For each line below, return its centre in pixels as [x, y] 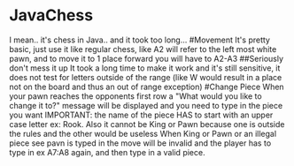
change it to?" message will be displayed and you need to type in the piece [146, 105]
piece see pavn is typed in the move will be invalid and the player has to [140, 143]
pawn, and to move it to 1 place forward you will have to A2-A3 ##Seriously [147, 58]
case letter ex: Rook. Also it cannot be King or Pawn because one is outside [147, 124]
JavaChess [51, 15]
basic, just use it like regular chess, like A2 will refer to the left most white [143, 49]
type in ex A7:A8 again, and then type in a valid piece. [107, 152]
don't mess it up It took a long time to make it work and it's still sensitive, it [145, 68]
